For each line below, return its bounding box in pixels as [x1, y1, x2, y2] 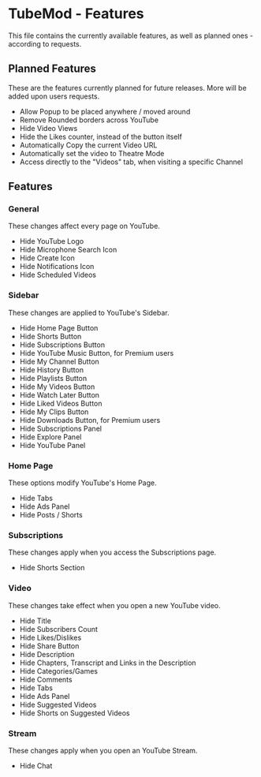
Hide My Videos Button [19, 382, 95, 391]
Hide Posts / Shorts [19, 510, 83, 520]
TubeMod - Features [8, 5, 144, 23]
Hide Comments [19, 674, 73, 684]
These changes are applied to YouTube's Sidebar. [8, 308, 170, 317]
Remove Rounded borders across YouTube [19, 115, 159, 125]
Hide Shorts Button [19, 331, 82, 341]
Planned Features [8, 62, 97, 76]
